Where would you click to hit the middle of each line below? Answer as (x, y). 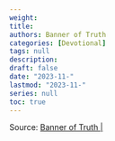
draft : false (34, 69)
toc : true (28, 102)
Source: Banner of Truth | (56, 127)
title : (22, 26)
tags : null (30, 52)
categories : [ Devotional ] (57, 43)
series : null (34, 93)
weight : (24, 18)
